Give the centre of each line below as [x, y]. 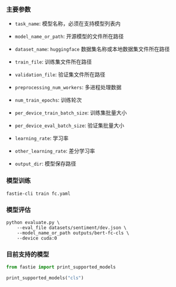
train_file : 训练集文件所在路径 [53, 62]
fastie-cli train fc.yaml [38, 194]
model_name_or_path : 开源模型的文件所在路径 [69, 37]
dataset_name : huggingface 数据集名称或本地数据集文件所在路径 [92, 49]
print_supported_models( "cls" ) [45, 278]
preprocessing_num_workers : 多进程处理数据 [68, 87]
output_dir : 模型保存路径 [45, 164]
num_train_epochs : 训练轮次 [48, 100]
